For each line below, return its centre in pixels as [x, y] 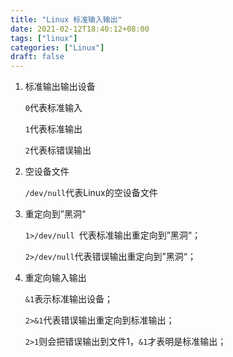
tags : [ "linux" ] [44, 38]
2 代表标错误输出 [58, 150]
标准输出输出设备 [60, 87]
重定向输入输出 [55, 278]
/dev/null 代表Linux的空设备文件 [91, 193]
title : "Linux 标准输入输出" [66, 19]
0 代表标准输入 [53, 108]
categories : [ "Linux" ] [57, 47]
